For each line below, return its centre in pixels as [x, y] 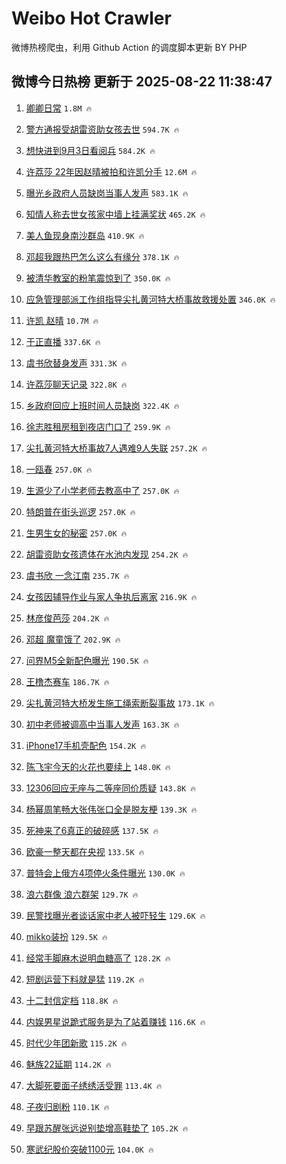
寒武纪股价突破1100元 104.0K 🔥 [89, 1149]
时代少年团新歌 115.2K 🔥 [76, 1043]
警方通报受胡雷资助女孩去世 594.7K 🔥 [102, 129]
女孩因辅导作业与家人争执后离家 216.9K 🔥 [111, 596]
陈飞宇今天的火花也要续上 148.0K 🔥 [98, 766]
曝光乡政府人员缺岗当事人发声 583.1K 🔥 [107, 193]
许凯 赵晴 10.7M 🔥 [62, 320]
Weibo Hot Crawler [91, 18]
